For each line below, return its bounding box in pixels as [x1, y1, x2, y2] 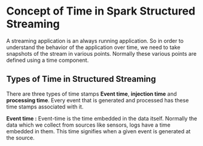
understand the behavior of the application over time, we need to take [6, 44, 181, 51]
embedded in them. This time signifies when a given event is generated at [6, 127, 191, 134]
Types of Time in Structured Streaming [6, 74, 156, 84]
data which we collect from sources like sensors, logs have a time [6, 121, 171, 128]
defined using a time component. [6, 56, 89, 64]
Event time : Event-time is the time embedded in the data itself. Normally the [6, 114, 198, 122]
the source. [6, 134, 35, 141]
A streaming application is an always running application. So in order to [6, 37, 184, 44]
